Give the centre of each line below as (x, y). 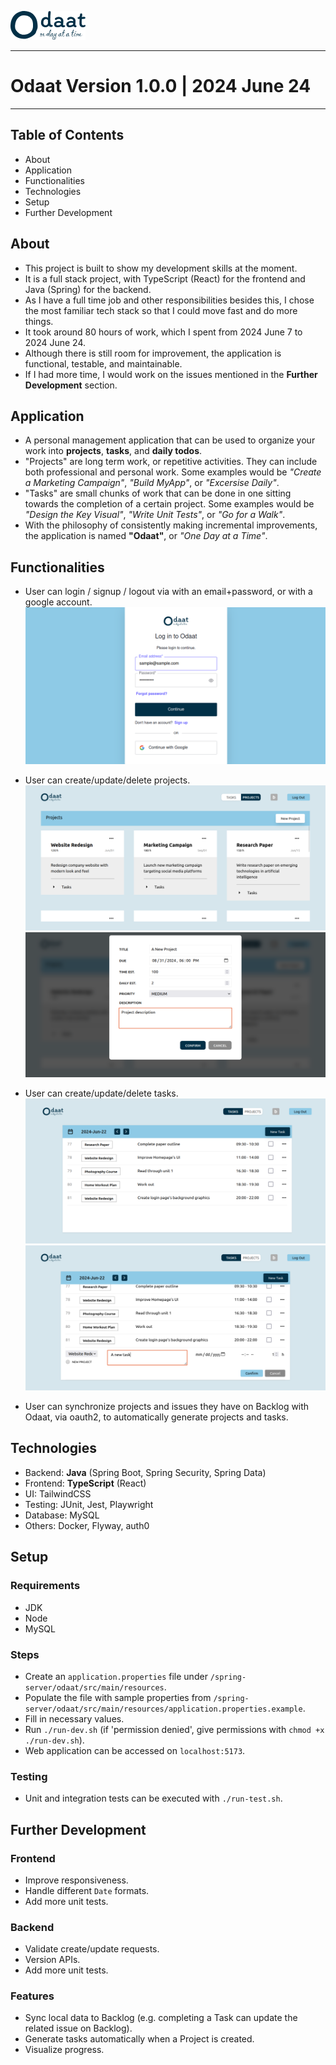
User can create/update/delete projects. (107, 780)
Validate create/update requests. (92, 1949)
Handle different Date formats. (87, 1890)
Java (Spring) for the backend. (88, 289)
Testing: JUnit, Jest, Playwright (89, 1504)
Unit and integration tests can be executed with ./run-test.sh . (153, 1798)
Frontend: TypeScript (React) (85, 1483)
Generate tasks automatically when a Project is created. (139, 2039)
